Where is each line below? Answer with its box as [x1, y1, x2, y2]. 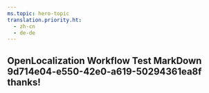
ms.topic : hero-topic [7, 10, 70, 17]
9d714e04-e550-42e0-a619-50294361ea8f [7, 65, 202, 77]
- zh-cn [13, 23, 36, 30]
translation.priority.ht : [7, 17, 82, 23]
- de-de [13, 29, 36, 37]
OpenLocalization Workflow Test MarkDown [7, 54, 202, 66]
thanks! [7, 76, 42, 88]
